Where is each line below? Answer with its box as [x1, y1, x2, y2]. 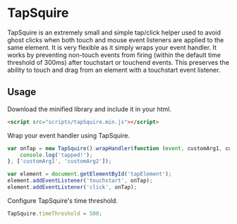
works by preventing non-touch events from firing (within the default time [7, 51, 221, 59]
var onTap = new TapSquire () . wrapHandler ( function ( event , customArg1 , [7, 144, 222, 152]
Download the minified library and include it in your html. [7, 104, 171, 113]
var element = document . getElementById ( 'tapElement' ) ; [7, 170, 172, 178]
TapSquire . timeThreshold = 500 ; [7, 210, 102, 217]
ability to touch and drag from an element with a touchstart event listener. [7, 66, 221, 74]
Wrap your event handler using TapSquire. [7, 131, 130, 139]
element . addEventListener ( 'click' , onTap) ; [7, 184, 138, 191]
